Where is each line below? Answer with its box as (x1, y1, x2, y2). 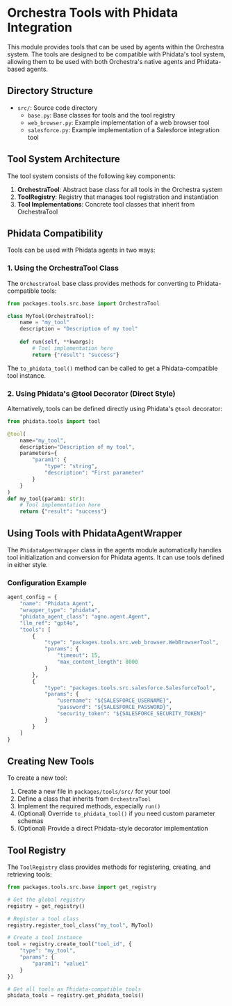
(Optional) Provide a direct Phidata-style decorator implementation (17, 824, 208, 833)
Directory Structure (7, 85, 94, 97)
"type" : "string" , (44, 463, 98, 470)
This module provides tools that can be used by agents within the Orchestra (7, 42, 224, 51)
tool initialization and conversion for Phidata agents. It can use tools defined (7, 553, 224, 561)
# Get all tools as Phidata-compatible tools (7, 986, 141, 993)
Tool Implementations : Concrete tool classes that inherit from (17, 200, 195, 208)
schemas (17, 817, 44, 825)
